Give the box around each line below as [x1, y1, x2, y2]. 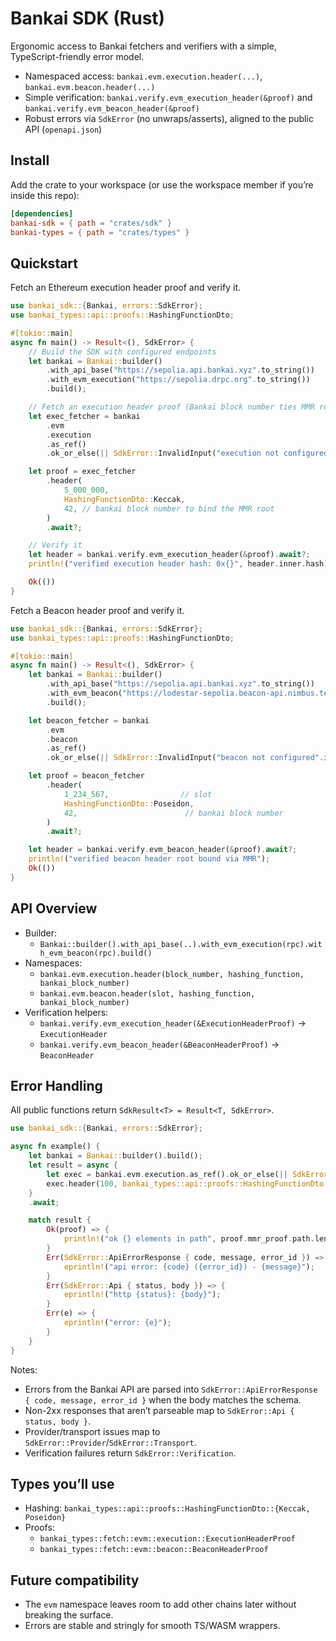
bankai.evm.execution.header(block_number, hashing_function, [39, 969, 305, 979]
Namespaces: [24, 957, 83, 969]
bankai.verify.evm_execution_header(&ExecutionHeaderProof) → [39, 1017, 307, 1029]
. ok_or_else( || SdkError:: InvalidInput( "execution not [46, 448, 280, 459]
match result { [28, 1215, 92, 1226]
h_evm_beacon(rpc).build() [39, 948, 153, 958]
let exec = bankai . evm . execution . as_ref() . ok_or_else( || [46, 1169, 288, 1179]
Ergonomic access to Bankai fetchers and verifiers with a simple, [10, 40, 277, 52]
